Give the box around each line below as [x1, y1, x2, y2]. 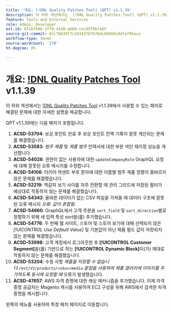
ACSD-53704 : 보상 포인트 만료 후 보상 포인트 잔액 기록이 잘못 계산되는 [13, 130, 155, 137]
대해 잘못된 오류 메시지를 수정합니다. [18, 162, 91, 169]
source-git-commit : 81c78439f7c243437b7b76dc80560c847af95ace [6, 31, 141, 36]
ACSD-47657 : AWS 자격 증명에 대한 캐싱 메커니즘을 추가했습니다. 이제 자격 [13, 277, 165, 284]
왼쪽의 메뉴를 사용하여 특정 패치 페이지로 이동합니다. [6, 301, 109, 307]
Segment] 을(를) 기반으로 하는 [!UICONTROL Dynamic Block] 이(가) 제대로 [13, 246, 165, 252]
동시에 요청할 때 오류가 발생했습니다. [31, 271, 104, 277]
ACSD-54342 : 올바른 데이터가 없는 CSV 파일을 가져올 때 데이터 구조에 [13, 194, 155, 200]
